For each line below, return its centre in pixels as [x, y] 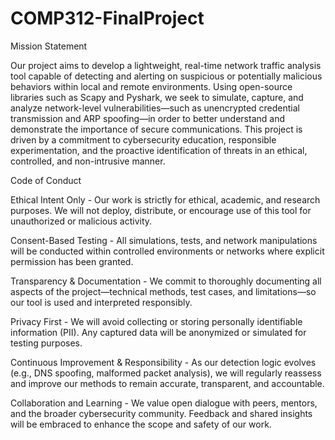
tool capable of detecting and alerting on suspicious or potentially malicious [166, 76]
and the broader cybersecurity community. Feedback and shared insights [161, 413]
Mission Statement [49, 46]
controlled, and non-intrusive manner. [88, 161]
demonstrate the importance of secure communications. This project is [156, 129]
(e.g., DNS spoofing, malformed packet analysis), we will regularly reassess [166, 373]
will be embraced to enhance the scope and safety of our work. [141, 424]
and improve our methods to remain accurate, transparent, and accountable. [167, 383]
